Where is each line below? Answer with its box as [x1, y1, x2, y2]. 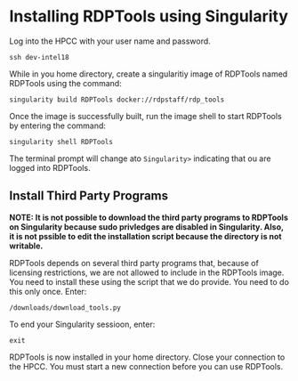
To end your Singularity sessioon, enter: [9, 319, 156, 329]
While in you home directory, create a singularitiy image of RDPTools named [9, 69, 288, 79]
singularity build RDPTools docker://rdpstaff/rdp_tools [9, 95, 225, 104]
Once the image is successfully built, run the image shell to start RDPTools [9, 110, 282, 121]
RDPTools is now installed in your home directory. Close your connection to [9, 352, 286, 362]
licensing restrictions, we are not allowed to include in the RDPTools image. [9, 267, 285, 278]
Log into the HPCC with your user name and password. [9, 36, 211, 46]
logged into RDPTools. [9, 162, 91, 173]
